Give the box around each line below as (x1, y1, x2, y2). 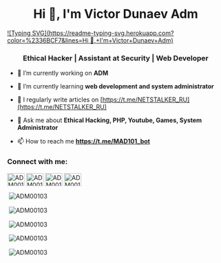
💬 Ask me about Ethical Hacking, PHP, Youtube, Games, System (17, 116, 202, 124)
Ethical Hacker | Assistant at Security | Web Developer (23, 53, 209, 62)
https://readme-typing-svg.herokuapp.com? (48, 29, 174, 37)
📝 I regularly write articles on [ (17, 95, 103, 104)
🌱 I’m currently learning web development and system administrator (17, 82, 215, 91)
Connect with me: (7, 157, 68, 167)
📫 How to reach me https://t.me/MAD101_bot (17, 137, 150, 146)
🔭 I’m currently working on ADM (17, 69, 109, 78)
